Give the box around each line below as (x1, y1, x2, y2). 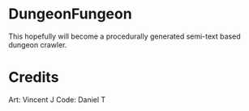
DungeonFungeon (8, 5, 132, 23)
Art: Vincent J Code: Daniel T (8, 94, 106, 105)
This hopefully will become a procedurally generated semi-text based (8, 31, 241, 41)
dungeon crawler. (8, 39, 67, 49)
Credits (8, 68, 59, 87)
